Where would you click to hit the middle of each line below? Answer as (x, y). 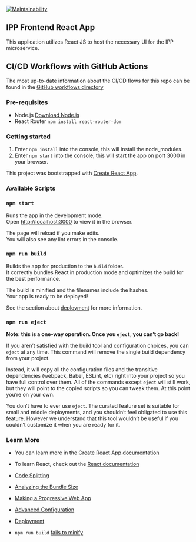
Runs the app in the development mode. (54, 215)
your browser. (31, 162)
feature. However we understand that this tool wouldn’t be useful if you (92, 418)
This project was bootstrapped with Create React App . (72, 173)
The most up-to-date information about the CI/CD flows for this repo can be (98, 81)
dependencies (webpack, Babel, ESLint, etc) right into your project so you (96, 376)
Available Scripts (31, 188)
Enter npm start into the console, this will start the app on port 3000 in (100, 155)
